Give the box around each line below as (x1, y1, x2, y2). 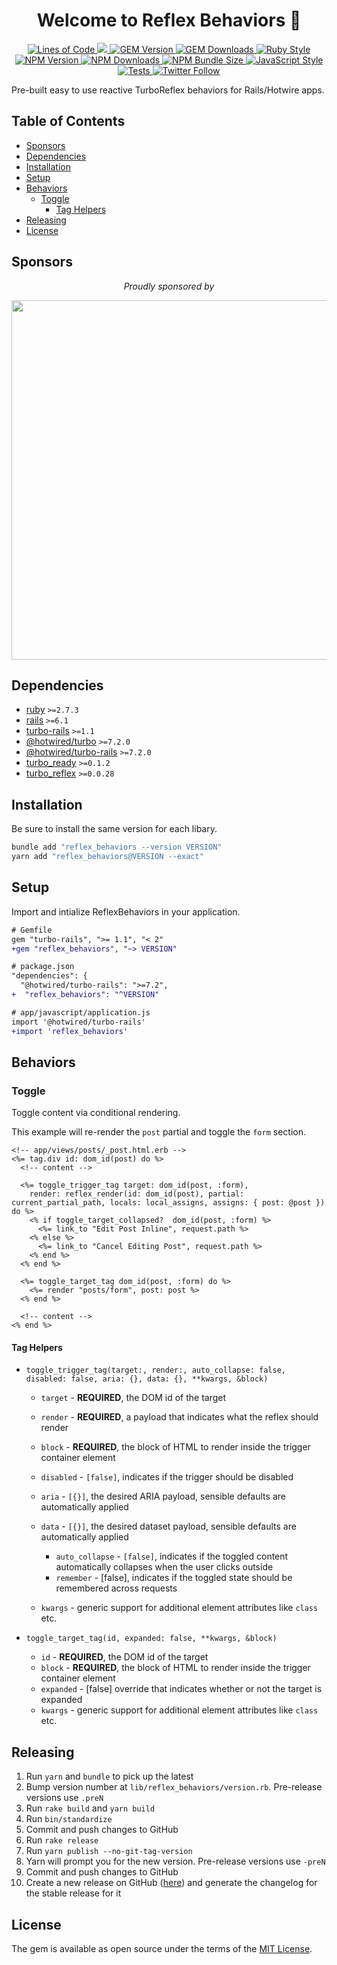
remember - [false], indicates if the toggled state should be (55, 1572, 293, 1584)
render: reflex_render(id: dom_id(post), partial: (29, 1189, 245, 1199)
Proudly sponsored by (123, 280, 215, 292)
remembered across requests (55, 1582, 178, 1594)
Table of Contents (11, 113, 126, 130)
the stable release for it (25, 1887, 122, 1899)
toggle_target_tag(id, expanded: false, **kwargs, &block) (25, 1634, 278, 1644)
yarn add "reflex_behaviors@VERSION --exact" (11, 852, 204, 862)
